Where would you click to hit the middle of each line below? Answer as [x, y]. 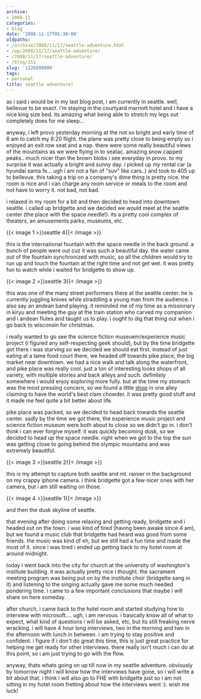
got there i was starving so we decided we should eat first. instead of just [97, 349]
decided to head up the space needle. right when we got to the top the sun [99, 438]
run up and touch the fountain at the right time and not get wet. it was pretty [100, 263]
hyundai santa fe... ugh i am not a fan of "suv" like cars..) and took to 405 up [100, 171]
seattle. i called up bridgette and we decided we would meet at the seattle [97, 208]
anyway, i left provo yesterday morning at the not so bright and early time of [100, 132]
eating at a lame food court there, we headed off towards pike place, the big [100, 356]
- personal [20, 79]
